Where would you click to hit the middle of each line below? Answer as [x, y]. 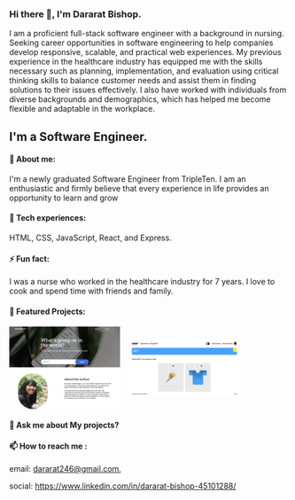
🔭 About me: [32, 160]
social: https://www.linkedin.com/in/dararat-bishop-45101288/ [123, 486]
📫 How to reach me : [48, 446]
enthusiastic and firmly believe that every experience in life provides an [140, 188]
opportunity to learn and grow [64, 198]
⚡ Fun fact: [30, 258]
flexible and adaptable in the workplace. [82, 109]
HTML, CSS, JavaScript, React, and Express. [91, 238]
